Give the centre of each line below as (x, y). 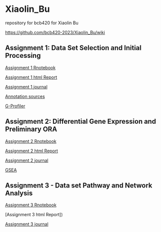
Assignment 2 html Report (32, 151)
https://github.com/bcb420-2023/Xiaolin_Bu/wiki (55, 32)
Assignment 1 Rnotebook (30, 67)
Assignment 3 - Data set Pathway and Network (79, 185)
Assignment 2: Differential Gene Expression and (81, 121)
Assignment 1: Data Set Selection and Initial (73, 48)
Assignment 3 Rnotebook (31, 205)
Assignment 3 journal (27, 224)
